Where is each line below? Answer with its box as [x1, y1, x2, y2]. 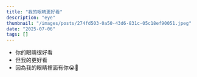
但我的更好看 [15, 56, 47, 64]
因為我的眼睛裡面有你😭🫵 [15, 64, 79, 72]
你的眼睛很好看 [15, 49, 53, 56]
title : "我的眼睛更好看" [6, 8, 63, 15]
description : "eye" [6, 15, 56, 21]
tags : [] [6, 32, 29, 38]
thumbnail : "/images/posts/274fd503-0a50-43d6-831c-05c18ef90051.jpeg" [6, 20, 192, 26]
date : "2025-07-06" [6, 25, 56, 32]
